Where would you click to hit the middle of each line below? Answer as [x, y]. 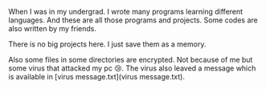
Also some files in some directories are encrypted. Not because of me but [131, 60]
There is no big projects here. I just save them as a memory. [107, 44]
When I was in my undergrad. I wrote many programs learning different [126, 12]
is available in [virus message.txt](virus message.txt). [96, 77]
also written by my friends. [52, 28]
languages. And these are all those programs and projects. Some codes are [133, 20]
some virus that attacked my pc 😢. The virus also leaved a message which [132, 68]
